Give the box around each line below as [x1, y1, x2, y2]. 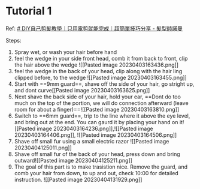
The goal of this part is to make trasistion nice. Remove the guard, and [14, 163, 188, 170]
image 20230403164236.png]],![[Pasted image [37, 125, 153, 132]
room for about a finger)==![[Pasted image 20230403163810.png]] [14, 106, 180, 113]
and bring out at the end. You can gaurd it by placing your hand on [14, 118, 178, 125]
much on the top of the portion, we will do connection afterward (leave [14, 99, 189, 106]
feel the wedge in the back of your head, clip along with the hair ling [14, 67, 183, 74]
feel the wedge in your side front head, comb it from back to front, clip [14, 55, 188, 62]
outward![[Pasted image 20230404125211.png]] [14, 157, 133, 164]
